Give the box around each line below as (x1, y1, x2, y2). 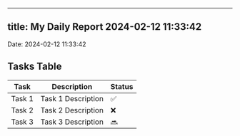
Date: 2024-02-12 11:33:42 (7, 40, 87, 48)
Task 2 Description (40, 105, 104, 115)
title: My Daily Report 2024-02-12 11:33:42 (7, 21, 202, 33)
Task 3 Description (40, 117, 104, 127)
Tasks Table (7, 61, 62, 73)
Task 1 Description (40, 93, 104, 103)
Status (110, 81, 134, 91)
